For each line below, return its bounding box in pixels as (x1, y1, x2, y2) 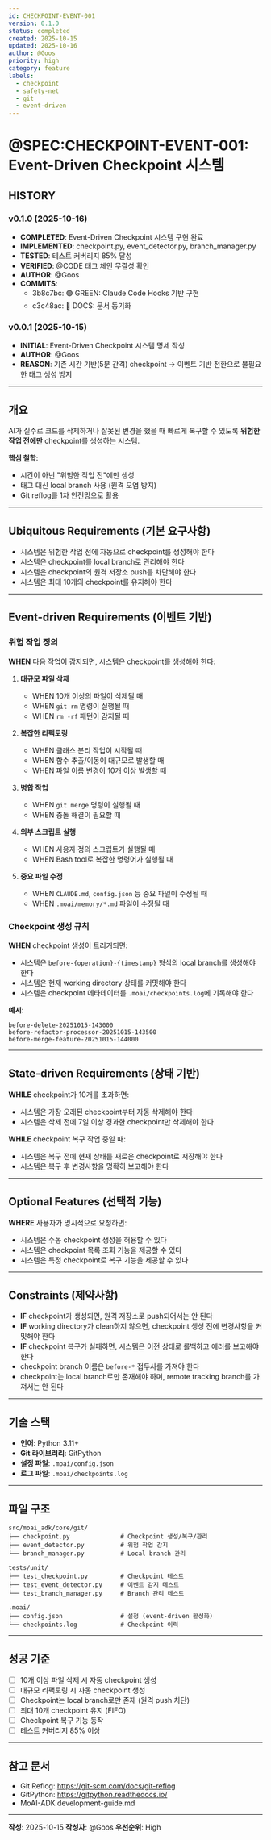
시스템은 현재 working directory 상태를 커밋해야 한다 (19, 978, 187, 987)
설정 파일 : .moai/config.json (19, 1458, 115, 1468)
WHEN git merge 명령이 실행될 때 (31, 799, 141, 809)
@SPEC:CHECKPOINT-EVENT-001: (8, 136, 249, 155)
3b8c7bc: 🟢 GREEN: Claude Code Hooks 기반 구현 (31, 288, 200, 298)
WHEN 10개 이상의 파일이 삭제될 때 (31, 691, 144, 700)
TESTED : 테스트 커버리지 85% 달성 (19, 251, 133, 261)
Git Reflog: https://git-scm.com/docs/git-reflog (19, 1780, 176, 1791)
